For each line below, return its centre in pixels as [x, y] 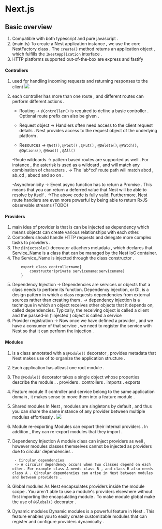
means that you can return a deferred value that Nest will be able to [79, 190]
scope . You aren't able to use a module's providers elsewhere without [82, 491]
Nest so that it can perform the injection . [53, 331]
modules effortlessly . [34, 417]
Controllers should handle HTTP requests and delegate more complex [81, 238]
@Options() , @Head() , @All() [47, 150]
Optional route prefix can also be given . [59, 116]
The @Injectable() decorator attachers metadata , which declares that [82, 248]
